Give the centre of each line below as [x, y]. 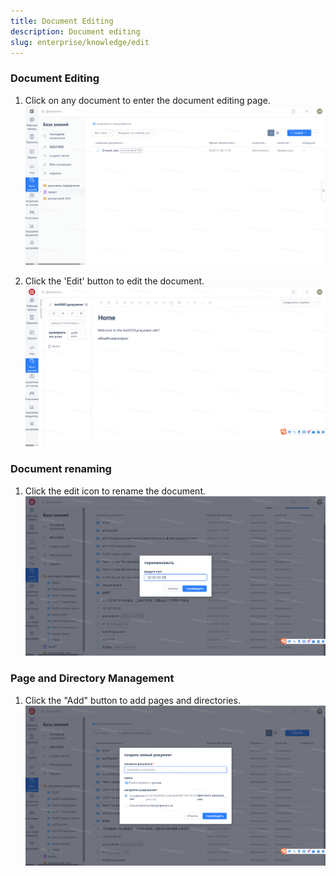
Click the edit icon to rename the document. [115, 491]
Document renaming [61, 469]
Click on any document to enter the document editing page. [147, 100]
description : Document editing [75, 31]
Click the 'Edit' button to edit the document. [114, 281]
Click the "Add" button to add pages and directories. [132, 700]
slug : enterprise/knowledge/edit [80, 42]
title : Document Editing [62, 21]
